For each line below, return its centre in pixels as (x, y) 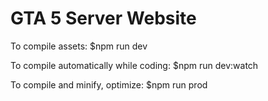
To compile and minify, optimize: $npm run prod (109, 84)
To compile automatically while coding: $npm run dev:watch (134, 65)
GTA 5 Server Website (103, 18)
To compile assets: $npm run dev (79, 46)
